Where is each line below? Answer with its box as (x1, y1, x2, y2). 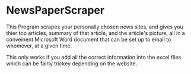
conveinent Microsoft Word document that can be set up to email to (6, 36, 171, 43)
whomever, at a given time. (6, 42, 72, 49)
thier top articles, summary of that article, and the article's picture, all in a (6, 29, 185, 36)
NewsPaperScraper (6, 4, 105, 17)
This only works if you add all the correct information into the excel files (6, 53, 182, 61)
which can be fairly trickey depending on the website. (6, 60, 138, 67)
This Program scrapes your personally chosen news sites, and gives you (6, 23, 184, 30)
